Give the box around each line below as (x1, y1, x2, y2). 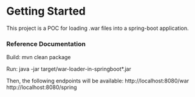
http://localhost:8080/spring (6, 84, 77, 91)
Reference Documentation (6, 40, 86, 48)
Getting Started (6, 4, 86, 18)
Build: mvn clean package (6, 54, 71, 61)
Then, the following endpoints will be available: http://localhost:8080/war (6, 77, 190, 85)
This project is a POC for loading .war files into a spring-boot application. (6, 24, 189, 32)
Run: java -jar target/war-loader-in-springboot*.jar (6, 65, 132, 73)
